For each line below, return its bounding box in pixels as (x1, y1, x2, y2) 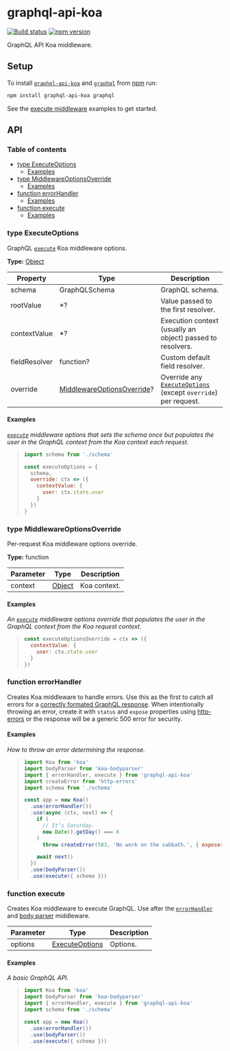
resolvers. (160, 341, 193, 351)
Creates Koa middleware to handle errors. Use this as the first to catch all (7, 693, 214, 701)
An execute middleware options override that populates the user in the (7, 615, 205, 624)
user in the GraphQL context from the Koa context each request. (7, 438, 190, 446)
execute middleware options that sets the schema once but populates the (7, 430, 214, 439)
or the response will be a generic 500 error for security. (25, 714, 183, 723)
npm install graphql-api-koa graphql (7, 92, 115, 99)
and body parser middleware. (7, 912, 90, 920)
